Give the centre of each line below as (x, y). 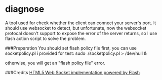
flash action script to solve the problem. (45, 39)
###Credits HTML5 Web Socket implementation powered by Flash (72, 72)
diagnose (25, 9)
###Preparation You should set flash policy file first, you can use (71, 48)
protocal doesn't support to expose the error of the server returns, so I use (81, 33)
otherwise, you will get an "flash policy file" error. (55, 63)
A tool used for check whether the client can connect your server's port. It (81, 23)
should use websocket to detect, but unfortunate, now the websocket (76, 28)
